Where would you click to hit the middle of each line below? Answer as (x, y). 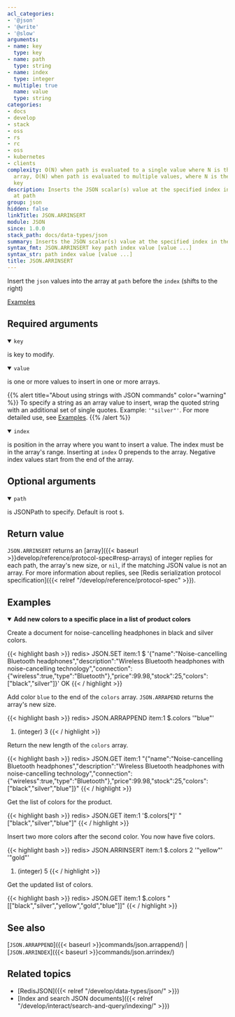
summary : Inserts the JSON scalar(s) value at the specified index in (112, 241)
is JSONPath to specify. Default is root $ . (66, 512)
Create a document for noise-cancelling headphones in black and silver (111, 633)
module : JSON (26, 222)
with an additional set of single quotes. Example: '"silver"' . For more (108, 409)
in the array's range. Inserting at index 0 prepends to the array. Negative (111, 451)
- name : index (28, 72)
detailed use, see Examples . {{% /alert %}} (69, 417)
